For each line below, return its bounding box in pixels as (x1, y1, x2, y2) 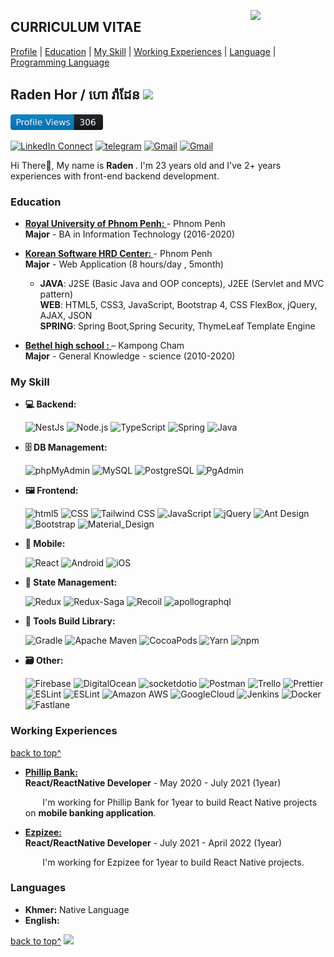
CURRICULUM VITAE (10, 19, 142, 36)
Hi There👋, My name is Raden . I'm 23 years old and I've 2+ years (10, 159, 282, 171)
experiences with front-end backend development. (10, 170, 220, 182)
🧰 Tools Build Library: (24, 615, 116, 627)
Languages (10, 881, 67, 895)
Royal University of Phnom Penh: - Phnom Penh (24, 217, 226, 229)
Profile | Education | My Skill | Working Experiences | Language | (10, 45, 277, 57)
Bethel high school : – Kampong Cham (24, 339, 185, 351)
